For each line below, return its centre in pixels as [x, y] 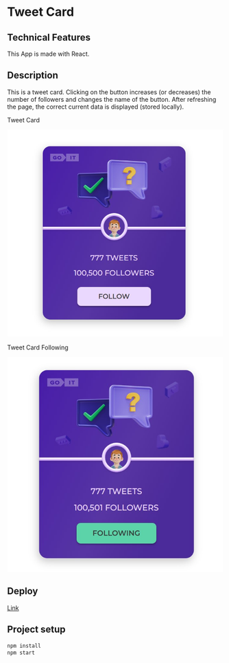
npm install [24, 646]
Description [33, 75]
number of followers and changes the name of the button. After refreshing [112, 99]
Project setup [37, 629]
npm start [21, 653]
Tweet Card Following [38, 347]
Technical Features [49, 37]
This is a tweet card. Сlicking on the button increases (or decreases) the [109, 92]
